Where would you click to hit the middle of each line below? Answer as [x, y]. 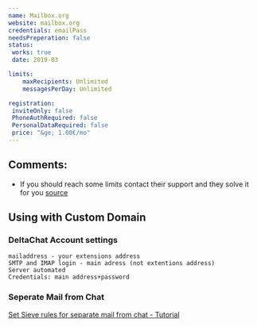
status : [21, 45]
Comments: [38, 165]
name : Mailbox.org [39, 15]
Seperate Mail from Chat [56, 297]
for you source [44, 192]
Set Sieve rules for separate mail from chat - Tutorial [94, 314]
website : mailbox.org [44, 23]
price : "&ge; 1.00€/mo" [51, 133]
